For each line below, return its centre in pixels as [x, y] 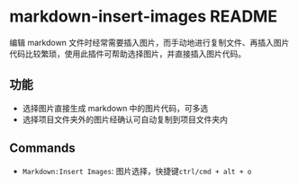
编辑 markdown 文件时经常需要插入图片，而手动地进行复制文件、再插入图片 [149, 42]
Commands [43, 149]
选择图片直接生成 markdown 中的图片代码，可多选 [115, 108]
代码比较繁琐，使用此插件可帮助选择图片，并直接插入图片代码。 [127, 53]
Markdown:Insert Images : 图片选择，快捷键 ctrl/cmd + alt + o [137, 171]
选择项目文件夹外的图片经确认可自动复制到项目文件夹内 [125, 119]
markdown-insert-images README [143, 17]
